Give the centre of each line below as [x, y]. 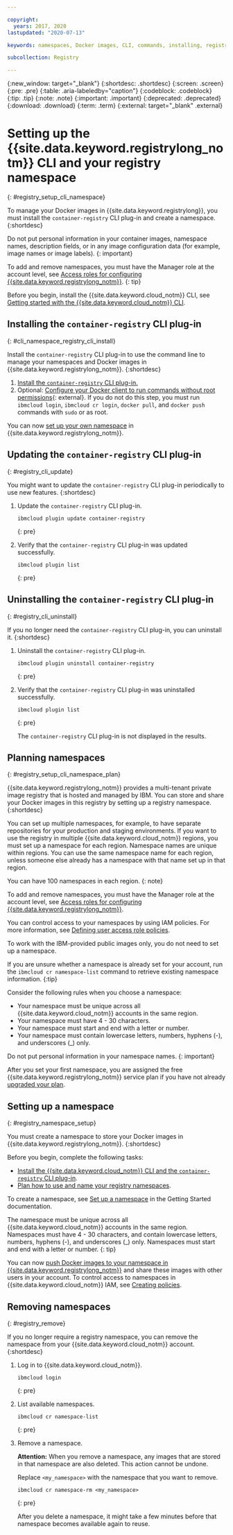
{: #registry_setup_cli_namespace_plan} [64, 774]
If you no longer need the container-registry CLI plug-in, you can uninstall [114, 629]
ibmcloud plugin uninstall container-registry [86, 663]
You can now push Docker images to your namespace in [88, 1263]
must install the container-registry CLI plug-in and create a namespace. [112, 218]
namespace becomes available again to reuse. [84, 1523]
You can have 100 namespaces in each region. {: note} [85, 881]
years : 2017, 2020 [40, 26]
